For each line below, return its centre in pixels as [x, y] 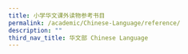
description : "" [35, 30]
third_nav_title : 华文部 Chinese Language [78, 38]
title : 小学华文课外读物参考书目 [57, 15]
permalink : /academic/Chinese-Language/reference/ [94, 23]
